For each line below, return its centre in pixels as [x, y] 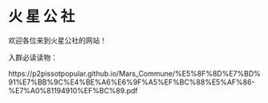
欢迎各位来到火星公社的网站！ [57, 40]
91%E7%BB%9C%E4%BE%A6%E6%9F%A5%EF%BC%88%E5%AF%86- [132, 82]
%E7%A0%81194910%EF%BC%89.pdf [73, 90]
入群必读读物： [33, 57]
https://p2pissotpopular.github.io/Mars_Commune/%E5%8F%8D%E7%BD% [134, 73]
